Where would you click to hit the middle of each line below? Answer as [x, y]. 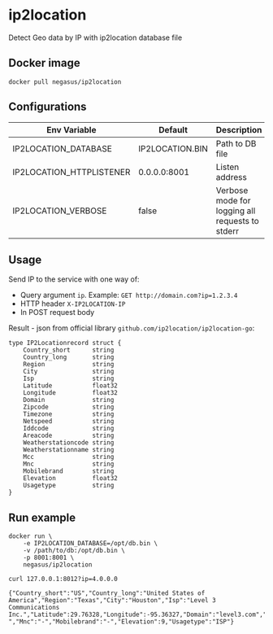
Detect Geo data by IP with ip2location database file [95, 37]
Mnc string [69, 464]
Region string [69, 365]
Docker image [44, 63]
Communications [34, 608]
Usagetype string [69, 486]
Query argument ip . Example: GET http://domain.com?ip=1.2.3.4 [129, 295]
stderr [227, 231]
